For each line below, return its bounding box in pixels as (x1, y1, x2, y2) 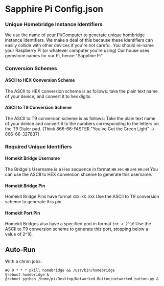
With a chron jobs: (5, 259, 42, 264)
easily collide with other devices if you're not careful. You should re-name (5, 43, 154, 48)
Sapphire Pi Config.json (5, 3, 104, 15)
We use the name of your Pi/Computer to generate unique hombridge (5, 32, 145, 38)
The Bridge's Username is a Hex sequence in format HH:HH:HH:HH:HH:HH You (5, 166, 158, 172)
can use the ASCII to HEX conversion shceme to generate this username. (5, 171, 153, 177)
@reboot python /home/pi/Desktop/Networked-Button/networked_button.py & (5, 277, 159, 282)
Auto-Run (5, 245, 36, 254)
